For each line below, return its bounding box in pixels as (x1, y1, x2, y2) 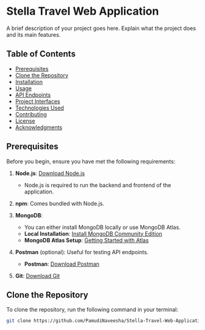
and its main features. (6, 31, 61, 38)
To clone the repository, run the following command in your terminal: (6, 306, 179, 313)
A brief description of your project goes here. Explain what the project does (6, 24, 196, 32)
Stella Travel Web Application (6, 4, 159, 18)
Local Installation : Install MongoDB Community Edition (24, 230, 163, 237)
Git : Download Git (15, 272, 60, 279)
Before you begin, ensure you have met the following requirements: (6, 157, 176, 165)
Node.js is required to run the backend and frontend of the (24, 181, 171, 189)
